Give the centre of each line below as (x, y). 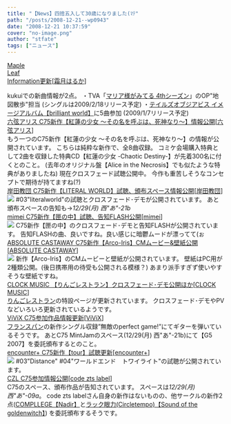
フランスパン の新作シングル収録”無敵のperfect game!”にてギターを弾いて (111, 326)
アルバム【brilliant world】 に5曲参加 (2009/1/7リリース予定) (104, 113)
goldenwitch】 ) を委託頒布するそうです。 (64, 413)
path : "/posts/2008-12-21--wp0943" (58, 20)
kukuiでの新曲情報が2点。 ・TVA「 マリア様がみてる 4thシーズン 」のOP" (110, 95)
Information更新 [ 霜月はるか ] (47, 81)
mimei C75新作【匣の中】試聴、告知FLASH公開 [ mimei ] (85, 216)
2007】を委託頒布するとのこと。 (54, 344)
